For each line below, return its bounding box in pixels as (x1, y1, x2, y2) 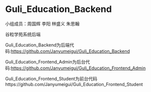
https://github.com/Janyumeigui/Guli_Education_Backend (11, 48, 130, 54)
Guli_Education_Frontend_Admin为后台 (5, 58, 86, 64)
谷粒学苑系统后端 (5, 31, 41, 37)
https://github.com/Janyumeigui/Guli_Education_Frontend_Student (5, 81, 143, 87)
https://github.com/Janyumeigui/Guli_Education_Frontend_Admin (11, 65, 146, 71)
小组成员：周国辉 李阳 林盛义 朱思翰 (5, 20, 80, 26)
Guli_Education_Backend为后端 (5, 41, 70, 48)
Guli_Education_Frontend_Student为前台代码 (5, 75, 97, 81)
